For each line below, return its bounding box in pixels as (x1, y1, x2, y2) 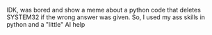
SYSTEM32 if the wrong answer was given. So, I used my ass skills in (6, 13, 206, 21)
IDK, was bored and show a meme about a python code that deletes (6, 6, 201, 14)
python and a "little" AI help (6, 21, 85, 28)
